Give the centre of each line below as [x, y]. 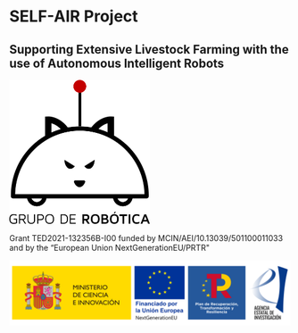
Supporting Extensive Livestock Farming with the [149, 50]
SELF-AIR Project [74, 17]
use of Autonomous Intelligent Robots [117, 63]
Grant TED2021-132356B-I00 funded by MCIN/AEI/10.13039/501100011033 [146, 237]
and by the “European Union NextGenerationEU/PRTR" [109, 247]
